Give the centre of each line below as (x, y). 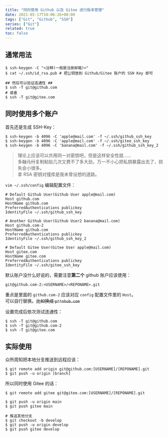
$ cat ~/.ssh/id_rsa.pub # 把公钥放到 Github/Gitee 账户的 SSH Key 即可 (79, 73)
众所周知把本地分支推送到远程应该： (43, 360)
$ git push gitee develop (32, 429)
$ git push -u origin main (33, 402)
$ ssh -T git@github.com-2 (33, 326)
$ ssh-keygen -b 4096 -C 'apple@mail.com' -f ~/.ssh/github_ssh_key (78, 137)
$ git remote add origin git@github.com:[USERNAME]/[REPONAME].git (77, 369)
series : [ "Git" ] (22, 24)
